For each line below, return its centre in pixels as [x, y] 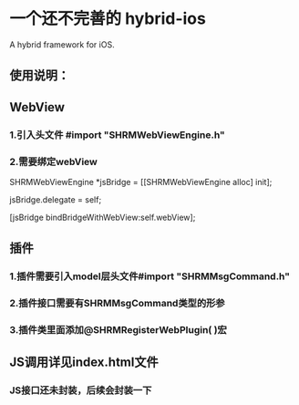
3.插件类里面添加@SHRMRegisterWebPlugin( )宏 [119, 330]
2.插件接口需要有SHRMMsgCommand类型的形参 [117, 304]
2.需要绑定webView [54, 161]
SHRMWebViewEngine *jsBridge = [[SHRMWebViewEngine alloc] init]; [141, 182]
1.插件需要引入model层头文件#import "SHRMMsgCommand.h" [149, 276]
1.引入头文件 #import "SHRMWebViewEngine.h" [117, 135]
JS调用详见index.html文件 [84, 363]
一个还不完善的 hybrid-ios [108, 19]
